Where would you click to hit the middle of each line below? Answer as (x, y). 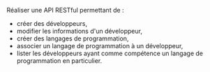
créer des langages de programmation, (73, 38)
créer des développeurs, (52, 23)
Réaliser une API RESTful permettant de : (65, 10)
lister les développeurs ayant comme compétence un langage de (110, 53)
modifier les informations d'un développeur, (79, 31)
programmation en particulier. (59, 61)
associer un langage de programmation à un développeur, (100, 46)
